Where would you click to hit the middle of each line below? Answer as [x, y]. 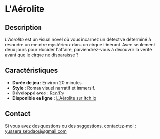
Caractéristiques [32, 70]
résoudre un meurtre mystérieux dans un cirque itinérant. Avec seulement [80, 45]
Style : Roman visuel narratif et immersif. [54, 88]
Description [23, 27]
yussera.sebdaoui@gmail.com [36, 131]
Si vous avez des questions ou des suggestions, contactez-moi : [71, 126]
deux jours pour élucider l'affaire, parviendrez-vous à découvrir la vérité [79, 50]
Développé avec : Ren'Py [38, 93]
